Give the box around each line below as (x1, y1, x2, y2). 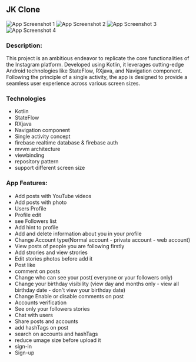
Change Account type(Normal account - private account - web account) (14, 236, 191, 243)
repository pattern (14, 158, 59, 165)
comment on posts (14, 268, 61, 275)
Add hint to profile (14, 223, 59, 231)
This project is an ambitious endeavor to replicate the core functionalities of (6, 55, 190, 62)
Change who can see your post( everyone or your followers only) (14, 274, 173, 281)
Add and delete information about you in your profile (14, 230, 142, 237)
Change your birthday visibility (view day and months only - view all (14, 280, 180, 287)
